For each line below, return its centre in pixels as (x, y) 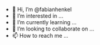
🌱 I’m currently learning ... (44, 22)
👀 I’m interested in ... (38, 16)
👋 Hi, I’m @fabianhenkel (42, 9)
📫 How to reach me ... (40, 36)
